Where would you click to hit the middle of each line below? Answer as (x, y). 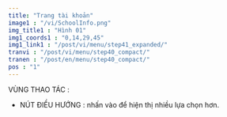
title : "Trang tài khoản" (51, 15)
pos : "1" (25, 67)
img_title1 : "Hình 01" (47, 30)
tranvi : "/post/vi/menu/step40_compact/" (79, 52)
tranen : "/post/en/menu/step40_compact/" (79, 60)
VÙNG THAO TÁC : (39, 89)
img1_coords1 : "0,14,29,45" (56, 38)
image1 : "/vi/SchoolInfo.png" (60, 23)
